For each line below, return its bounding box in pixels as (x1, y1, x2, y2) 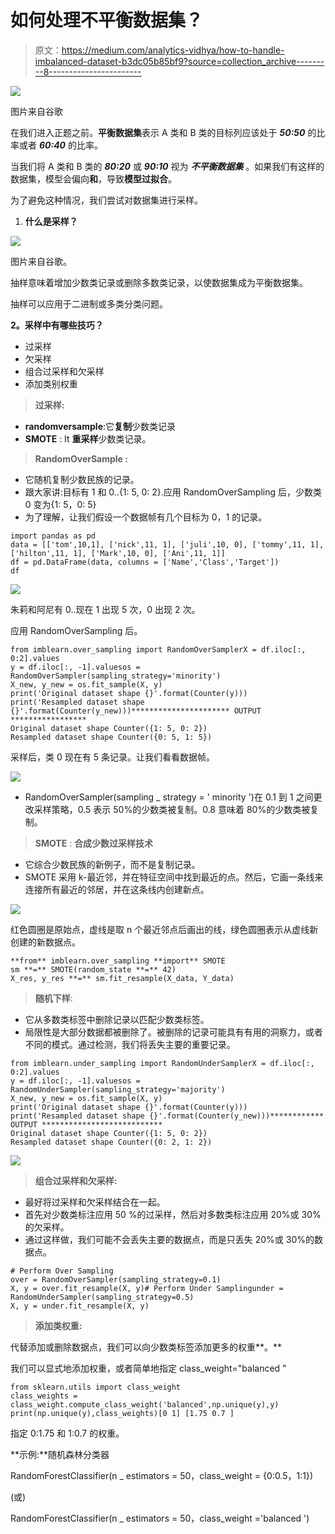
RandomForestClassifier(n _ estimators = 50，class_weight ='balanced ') (10, 1512, 310, 1524)
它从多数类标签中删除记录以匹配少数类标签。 (24, 1013, 210, 1025)
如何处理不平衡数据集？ (10, 9, 204, 32)
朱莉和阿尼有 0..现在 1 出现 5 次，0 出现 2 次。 (10, 603, 201, 615)
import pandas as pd (10, 531, 97, 541)
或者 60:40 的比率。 (18, 139, 103, 151)
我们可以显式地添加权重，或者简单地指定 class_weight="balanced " (10, 1362, 287, 1374)
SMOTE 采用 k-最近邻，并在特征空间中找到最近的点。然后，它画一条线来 (24, 871, 324, 883)
